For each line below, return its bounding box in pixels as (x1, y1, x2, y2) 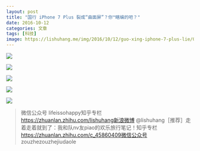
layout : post (6, 8, 39, 15)
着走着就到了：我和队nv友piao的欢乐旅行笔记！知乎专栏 (20, 124, 158, 131)
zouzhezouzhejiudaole (20, 138, 76, 145)
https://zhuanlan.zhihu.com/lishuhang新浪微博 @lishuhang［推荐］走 (20, 117, 191, 124)
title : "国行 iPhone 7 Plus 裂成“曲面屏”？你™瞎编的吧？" (6, 14, 140, 20)
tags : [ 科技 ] (6, 31, 37, 37)
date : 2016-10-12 (6, 20, 49, 26)
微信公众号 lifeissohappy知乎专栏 (20, 109, 102, 116)
